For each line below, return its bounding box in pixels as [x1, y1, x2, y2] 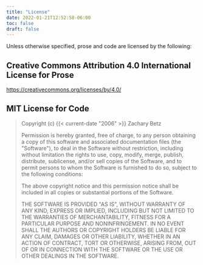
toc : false [6, 20, 34, 26]
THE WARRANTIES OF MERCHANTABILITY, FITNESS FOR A [21, 213, 171, 221]
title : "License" [6, 9, 50, 15]
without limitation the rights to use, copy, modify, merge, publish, [21, 150, 184, 158]
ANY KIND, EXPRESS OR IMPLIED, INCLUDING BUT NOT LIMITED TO [21, 207, 194, 214]
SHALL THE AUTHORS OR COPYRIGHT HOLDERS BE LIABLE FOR [21, 226, 186, 233]
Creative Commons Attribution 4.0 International [6, 60, 191, 71]
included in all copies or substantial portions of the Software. [21, 188, 174, 196]
